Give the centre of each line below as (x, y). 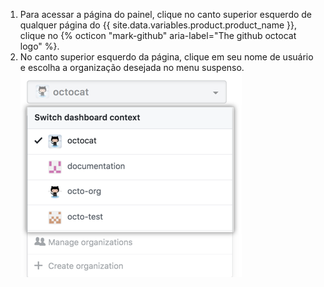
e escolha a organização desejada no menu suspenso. (132, 67)
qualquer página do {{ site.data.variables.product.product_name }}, (158, 25)
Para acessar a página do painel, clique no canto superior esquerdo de (166, 14)
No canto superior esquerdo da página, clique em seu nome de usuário (166, 57)
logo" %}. (39, 46)
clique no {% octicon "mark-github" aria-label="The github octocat (158, 35)
